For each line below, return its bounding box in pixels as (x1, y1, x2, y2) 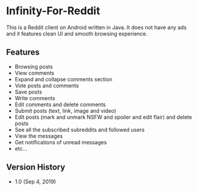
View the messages (14, 132, 63, 139)
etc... (14, 145, 28, 152)
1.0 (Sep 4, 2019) (14, 178, 56, 185)
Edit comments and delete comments (14, 101, 106, 108)
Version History (6, 162, 65, 173)
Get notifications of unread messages (14, 138, 107, 146)
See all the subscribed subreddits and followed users (14, 126, 145, 133)
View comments (14, 69, 55, 77)
